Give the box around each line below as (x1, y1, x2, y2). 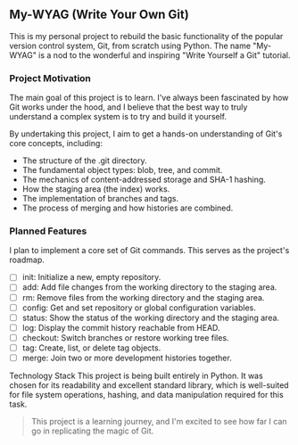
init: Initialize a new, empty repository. (21, 272, 161, 283)
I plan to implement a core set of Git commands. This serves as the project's (9, 245, 290, 256)
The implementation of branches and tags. (21, 194, 179, 204)
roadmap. (9, 254, 45, 266)
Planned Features (9, 225, 87, 237)
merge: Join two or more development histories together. (21, 352, 232, 363)
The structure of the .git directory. (21, 155, 147, 166)
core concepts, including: (9, 138, 103, 149)
